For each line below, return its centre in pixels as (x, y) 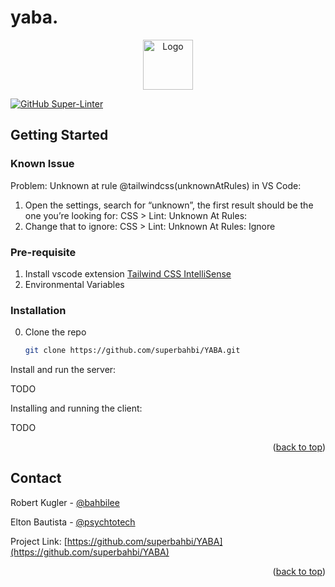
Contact (36, 478)
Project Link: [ (39, 541)
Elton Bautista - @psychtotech (73, 522)
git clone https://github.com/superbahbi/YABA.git (132, 351)
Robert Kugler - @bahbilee (65, 502)
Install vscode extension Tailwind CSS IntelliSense (128, 273)
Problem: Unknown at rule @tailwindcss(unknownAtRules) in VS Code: (156, 185)
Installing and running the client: (76, 408)
